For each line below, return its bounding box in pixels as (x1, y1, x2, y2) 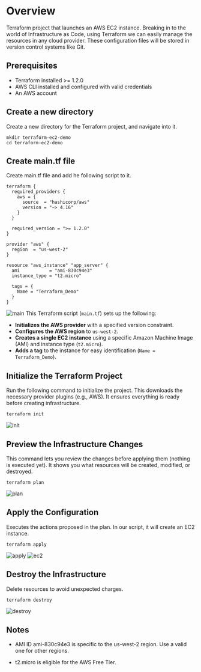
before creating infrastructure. (6, 400, 81, 407)
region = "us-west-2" (11, 246, 68, 253)
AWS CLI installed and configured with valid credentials (14, 83, 152, 90)
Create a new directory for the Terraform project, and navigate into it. (6, 123, 177, 130)
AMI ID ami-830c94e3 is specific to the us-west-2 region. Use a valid (14, 641, 187, 648)
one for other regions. (14, 647, 69, 655)
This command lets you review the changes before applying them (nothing (6, 455, 190, 462)
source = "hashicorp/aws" (22, 200, 90, 206)
